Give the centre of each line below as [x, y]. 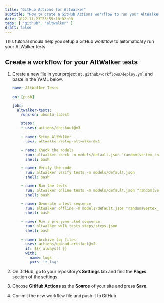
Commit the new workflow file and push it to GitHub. [65, 296]
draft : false [18, 28]
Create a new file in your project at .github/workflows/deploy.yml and [82, 74]
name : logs [41, 258]
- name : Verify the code [46, 168]
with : [31, 253]
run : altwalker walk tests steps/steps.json [71, 226]
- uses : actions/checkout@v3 [51, 128]
